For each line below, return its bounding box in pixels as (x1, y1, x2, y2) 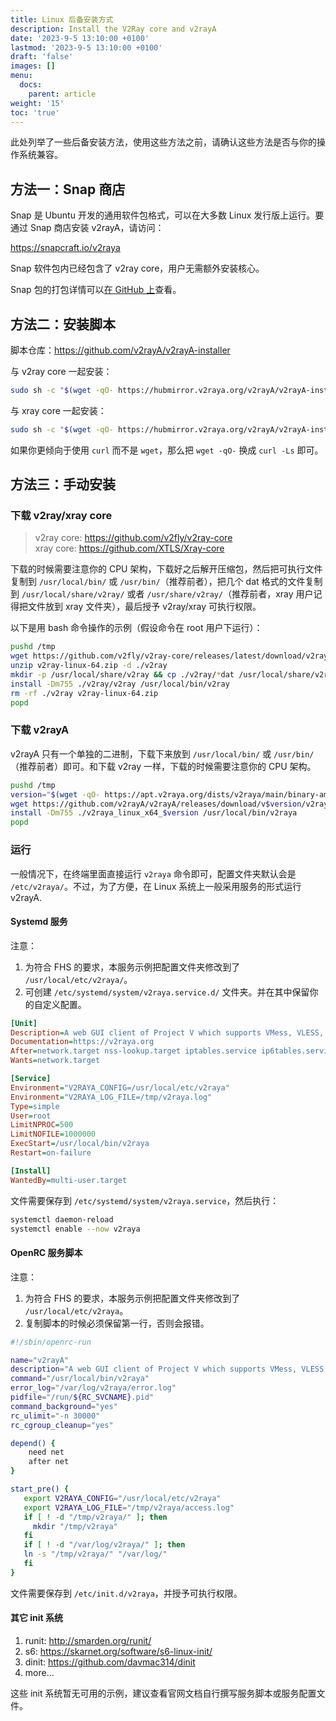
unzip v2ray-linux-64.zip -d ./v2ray (10, 661, 168, 671)
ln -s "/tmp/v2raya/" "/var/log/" (23, 1549, 168, 1560)
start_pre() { (10, 1484, 70, 1495)
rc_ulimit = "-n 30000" (10, 1411, 101, 1421)
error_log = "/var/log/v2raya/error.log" (10, 1383, 177, 1393)
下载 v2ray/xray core (10, 509, 113, 523)
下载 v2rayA (10, 723, 70, 737)
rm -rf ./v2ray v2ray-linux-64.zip (10, 688, 159, 698)
